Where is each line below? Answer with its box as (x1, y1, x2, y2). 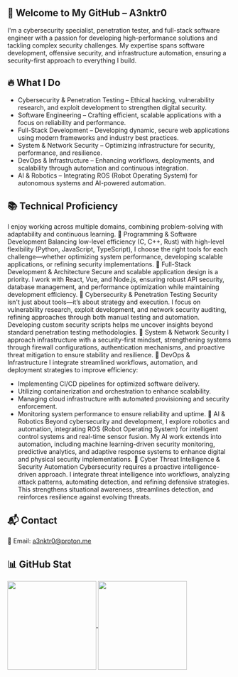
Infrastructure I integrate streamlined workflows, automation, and (7, 358, 198, 367)
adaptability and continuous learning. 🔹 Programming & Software (7, 230, 198, 239)
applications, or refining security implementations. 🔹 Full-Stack (7, 260, 192, 269)
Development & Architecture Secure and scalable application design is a (7, 268, 219, 276)
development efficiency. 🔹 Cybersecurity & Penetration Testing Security (7, 291, 218, 299)
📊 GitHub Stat (7, 558, 72, 570)
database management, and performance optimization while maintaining (7, 283, 220, 291)
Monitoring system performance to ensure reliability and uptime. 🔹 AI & (17, 410, 226, 418)
